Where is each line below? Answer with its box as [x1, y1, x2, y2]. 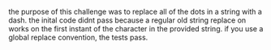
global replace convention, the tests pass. [8, 32, 148, 42]
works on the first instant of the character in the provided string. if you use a [8, 24, 264, 33]
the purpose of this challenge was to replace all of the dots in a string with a [8, 7, 262, 16]
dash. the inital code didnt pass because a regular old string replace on [8, 15, 247, 25]
